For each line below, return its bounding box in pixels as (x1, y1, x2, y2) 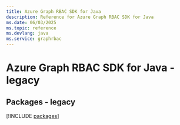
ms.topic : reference (6, 25, 57, 31)
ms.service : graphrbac (6, 36, 62, 42)
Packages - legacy (6, 97, 75, 107)
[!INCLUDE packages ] (6, 113, 59, 119)
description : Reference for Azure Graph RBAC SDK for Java (6, 14, 154, 20)
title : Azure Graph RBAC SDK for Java (6, 8, 101, 15)
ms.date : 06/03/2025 (6, 19, 57, 25)
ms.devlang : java (6, 31, 49, 36)
